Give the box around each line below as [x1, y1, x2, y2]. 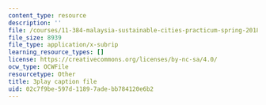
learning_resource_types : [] [8, 48, 104, 56]
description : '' [8, 19, 62, 27]
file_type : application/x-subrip [8, 41, 119, 49]
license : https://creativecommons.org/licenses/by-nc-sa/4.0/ [8, 56, 218, 64]
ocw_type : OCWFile [8, 63, 69, 71]
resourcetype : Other [8, 70, 77, 78]
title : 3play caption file [8, 77, 97, 85]
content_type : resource [8, 11, 87, 20]
